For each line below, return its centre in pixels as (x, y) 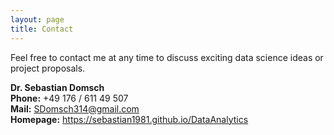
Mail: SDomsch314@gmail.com (75, 108)
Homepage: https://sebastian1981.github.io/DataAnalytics (129, 119)
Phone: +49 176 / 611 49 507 (69, 98)
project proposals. (48, 68)
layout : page (37, 19)
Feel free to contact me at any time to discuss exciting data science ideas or (167, 57)
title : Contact (42, 29)
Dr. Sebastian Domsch (57, 87)
